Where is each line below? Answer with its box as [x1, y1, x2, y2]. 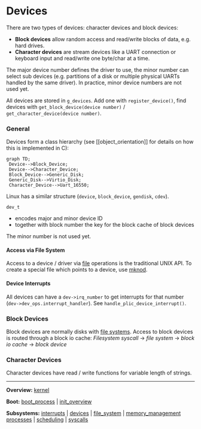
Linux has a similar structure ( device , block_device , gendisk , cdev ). [6, 193, 169, 200]
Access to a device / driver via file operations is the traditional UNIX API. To [6, 260, 192, 267]
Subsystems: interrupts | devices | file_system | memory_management [6, 410, 181, 417]
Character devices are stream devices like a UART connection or [14, 48, 176, 55]
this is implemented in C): [6, 145, 69, 152]
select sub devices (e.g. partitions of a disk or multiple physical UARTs [6, 72, 180, 80]
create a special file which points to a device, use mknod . [6, 266, 148, 273]
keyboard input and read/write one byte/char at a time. [14, 54, 150, 62]
